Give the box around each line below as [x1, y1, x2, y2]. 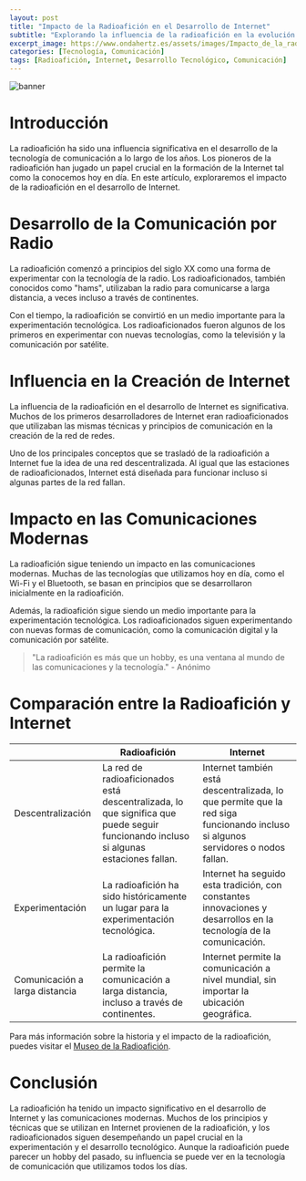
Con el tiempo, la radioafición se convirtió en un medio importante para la [9, 309, 285, 320]
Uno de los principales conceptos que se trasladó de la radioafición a [9, 448, 270, 459]
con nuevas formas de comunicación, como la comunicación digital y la [9, 624, 279, 635]
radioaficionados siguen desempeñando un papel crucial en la [9, 1132, 243, 1143]
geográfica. [202, 1007, 252, 1020]
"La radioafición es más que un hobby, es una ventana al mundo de [31, 651, 285, 662]
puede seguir [102, 818, 159, 831]
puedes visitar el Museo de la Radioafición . [9, 1041, 171, 1052]
